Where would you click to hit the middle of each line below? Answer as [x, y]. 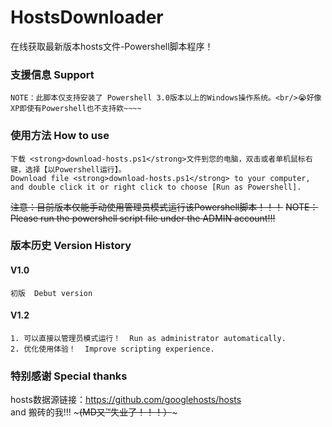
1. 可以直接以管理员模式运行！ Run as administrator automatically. [148, 338]
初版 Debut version [51, 293]
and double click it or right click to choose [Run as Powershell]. [156, 187]
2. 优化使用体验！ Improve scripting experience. [112, 349]
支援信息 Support [52, 74]
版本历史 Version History [71, 246]
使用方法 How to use [60, 136]
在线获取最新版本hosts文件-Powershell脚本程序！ [112, 46]
